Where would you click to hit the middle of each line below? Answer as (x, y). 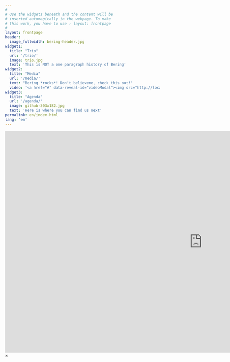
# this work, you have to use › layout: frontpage (58, 23)
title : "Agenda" (26, 97)
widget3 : (14, 92)
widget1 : (14, 46)
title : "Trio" (24, 51)
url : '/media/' (25, 78)
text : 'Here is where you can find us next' (56, 111)
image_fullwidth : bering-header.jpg (47, 42)
